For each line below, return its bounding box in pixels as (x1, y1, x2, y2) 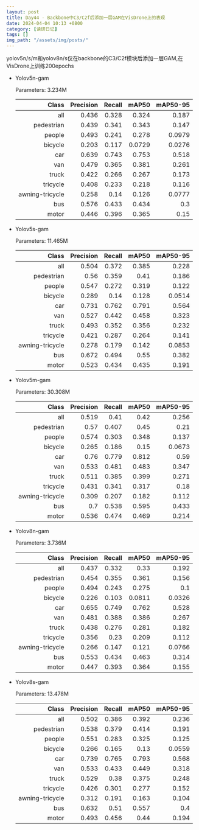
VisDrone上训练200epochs (6, 62, 74, 69)
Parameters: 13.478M (15, 690, 69, 697)
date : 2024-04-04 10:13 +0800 (6, 20, 83, 26)
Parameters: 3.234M (15, 86, 67, 93)
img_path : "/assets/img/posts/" (6, 37, 88, 43)
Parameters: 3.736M (15, 539, 67, 546)
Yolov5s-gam (15, 226, 49, 232)
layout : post (6, 9, 40, 15)
